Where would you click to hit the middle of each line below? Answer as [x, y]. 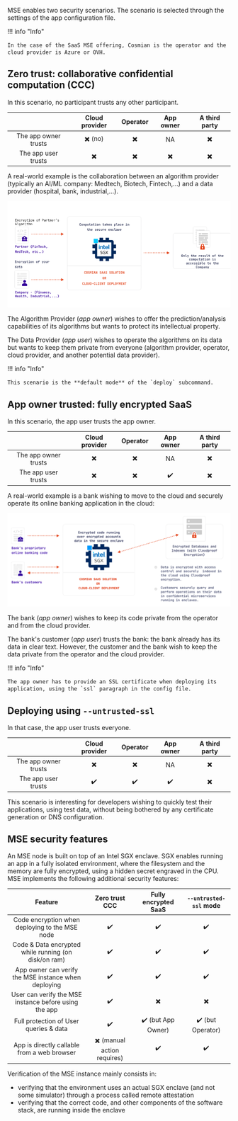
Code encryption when [46, 920]
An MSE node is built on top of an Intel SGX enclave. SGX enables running [115, 856]
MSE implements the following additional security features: [93, 879]
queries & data [47, 1028]
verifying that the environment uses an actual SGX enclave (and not [116, 1087]
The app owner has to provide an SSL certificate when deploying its [112, 682]
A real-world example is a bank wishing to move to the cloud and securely [115, 496]
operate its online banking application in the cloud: [81, 503]
